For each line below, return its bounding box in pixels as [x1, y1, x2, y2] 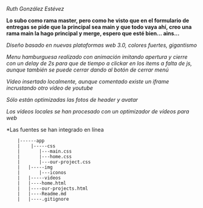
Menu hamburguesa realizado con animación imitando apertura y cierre [6, 53, 188, 60]
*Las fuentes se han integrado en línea [6, 126, 105, 133]
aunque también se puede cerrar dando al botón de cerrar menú [6, 66, 169, 73]
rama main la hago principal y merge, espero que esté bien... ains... [6, 30, 180, 37]
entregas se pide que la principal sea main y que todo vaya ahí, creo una [6, 24, 192, 30]
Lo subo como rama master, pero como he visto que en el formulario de [6, 17, 190, 24]
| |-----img [17, 164, 53, 170]
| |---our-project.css [17, 159, 91, 165]
